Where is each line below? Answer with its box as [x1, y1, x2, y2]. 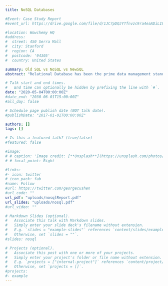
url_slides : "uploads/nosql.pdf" [5, 200, 75, 205]
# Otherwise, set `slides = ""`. [5, 232, 79, 237]
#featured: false [5, 140, 41, 145]
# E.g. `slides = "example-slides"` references [5, 228, 111, 233]
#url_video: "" [5, 204, 37, 210]
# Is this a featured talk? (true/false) [5, 135, 93, 140]
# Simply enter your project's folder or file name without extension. [5, 255, 162, 260]
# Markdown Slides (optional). [5, 213, 70, 219]
